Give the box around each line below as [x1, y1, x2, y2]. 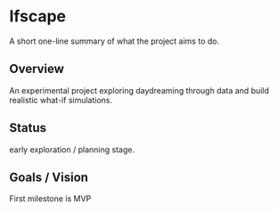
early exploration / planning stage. [9, 144, 135, 155]
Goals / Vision [9, 169, 89, 184]
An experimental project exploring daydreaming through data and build [9, 85, 270, 95]
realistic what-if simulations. [9, 94, 113, 105]
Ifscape [9, 6, 67, 27]
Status [9, 120, 47, 135]
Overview [9, 61, 65, 77]
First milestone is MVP [9, 193, 92, 204]
